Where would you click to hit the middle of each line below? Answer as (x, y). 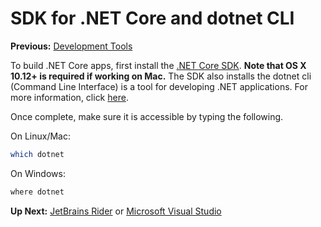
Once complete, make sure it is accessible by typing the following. (147, 116)
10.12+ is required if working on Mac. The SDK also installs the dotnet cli (161, 76)
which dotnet (37, 154)
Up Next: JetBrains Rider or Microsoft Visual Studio (116, 211)
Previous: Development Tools (71, 46)
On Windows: (38, 173)
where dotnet (37, 192)
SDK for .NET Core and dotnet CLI (152, 18)
